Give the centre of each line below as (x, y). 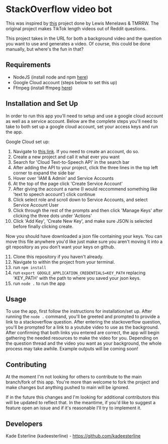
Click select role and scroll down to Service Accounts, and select (80, 200)
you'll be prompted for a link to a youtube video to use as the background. (82, 327)
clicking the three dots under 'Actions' (52, 216)
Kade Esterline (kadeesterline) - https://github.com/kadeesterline (73, 436)
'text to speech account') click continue (54, 194)
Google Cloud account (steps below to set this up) (65, 82)
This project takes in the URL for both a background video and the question (84, 38)
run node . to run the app (39, 283)
